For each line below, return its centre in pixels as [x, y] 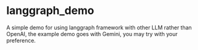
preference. [21, 40]
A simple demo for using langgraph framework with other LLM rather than [99, 27]
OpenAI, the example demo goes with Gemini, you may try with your [92, 34]
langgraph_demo [50, 11]
